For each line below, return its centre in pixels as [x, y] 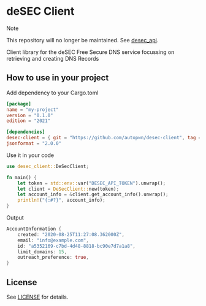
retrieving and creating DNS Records [53, 58]
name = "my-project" [33, 109]
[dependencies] [26, 132]
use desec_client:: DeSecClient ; [48, 166]
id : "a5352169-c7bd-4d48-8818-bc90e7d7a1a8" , [77, 246]
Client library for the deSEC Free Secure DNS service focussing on [90, 52]
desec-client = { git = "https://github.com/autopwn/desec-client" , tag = [104, 138]
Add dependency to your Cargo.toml [52, 93]
